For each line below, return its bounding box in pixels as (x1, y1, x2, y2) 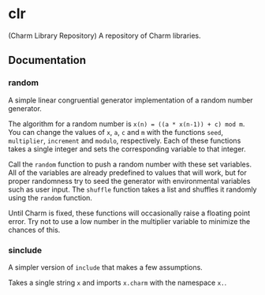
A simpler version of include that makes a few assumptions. (8, 262, 203, 272)
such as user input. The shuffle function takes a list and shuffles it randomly (8, 185, 257, 194)
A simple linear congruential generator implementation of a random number (8, 95, 254, 105)
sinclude (8, 245, 43, 256)
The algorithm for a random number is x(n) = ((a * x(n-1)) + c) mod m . (8, 119, 245, 129)
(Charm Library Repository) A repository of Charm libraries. (8, 31, 201, 40)
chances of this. (8, 225, 61, 234)
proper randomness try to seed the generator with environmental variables (8, 176, 251, 185)
